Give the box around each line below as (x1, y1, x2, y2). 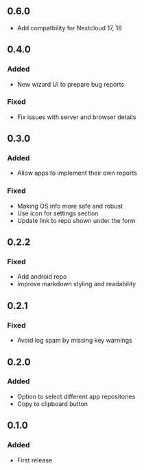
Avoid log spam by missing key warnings (16, 337, 132, 345)
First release (16, 456, 53, 464)
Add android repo (16, 273, 67, 281)
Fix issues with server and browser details (16, 113, 136, 121)
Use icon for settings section (16, 209, 99, 217)
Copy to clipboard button (16, 399, 88, 408)
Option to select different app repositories (16, 392, 136, 400)
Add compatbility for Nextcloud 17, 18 (16, 23, 122, 32)
